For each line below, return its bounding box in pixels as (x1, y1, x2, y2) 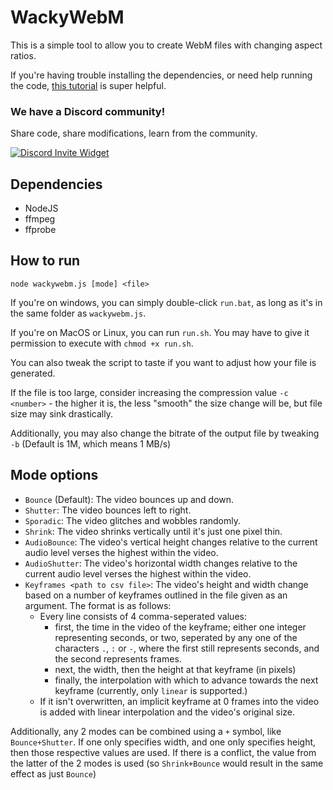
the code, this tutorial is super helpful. (10, 79, 167, 91)
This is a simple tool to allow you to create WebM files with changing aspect (10, 39, 323, 51)
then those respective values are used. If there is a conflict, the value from (10, 746, 317, 758)
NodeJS (24, 202, 59, 215)
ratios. (10, 49, 37, 61)
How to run (10, 252, 81, 270)
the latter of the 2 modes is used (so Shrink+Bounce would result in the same (10, 757, 324, 769)
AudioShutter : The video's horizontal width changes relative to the (24, 557, 298, 569)
